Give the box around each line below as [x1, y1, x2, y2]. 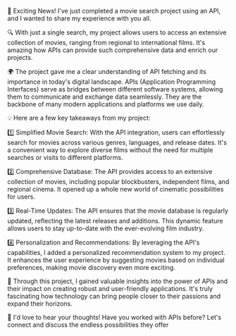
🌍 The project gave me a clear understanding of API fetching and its [7, 68, 206, 75]
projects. [7, 54, 33, 61]
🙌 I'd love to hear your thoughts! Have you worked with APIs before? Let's [7, 313, 222, 321]
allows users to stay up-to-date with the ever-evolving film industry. [7, 224, 204, 232]
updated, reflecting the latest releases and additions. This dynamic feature [7, 217, 223, 225]
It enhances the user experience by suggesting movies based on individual [7, 256, 225, 264]
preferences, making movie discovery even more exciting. [7, 263, 176, 271]
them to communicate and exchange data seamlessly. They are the [7, 92, 202, 101]
